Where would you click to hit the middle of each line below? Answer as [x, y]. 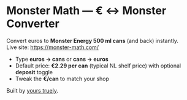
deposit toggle [34, 72]
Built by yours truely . [32, 90]
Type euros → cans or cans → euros [62, 59]
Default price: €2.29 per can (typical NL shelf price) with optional [98, 66]
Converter [33, 24]
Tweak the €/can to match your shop [62, 79]
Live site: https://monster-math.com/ [53, 47]
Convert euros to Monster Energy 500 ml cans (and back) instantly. [93, 40]
